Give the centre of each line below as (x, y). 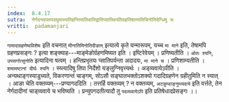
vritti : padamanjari (38, 26)
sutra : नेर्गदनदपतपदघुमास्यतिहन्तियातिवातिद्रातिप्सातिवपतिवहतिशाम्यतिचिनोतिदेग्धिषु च (90, 20)
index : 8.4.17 (29, 13)
